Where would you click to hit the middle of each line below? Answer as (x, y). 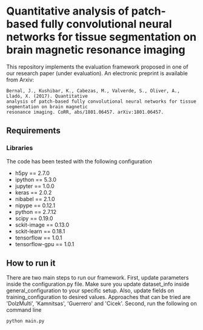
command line (24, 310)
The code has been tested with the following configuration (79, 161)
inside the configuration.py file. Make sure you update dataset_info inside (98, 284)
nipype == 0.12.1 (35, 205)
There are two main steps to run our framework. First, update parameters (98, 278)
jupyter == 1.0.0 (35, 186)
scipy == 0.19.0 (34, 218)
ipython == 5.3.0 (35, 179)
